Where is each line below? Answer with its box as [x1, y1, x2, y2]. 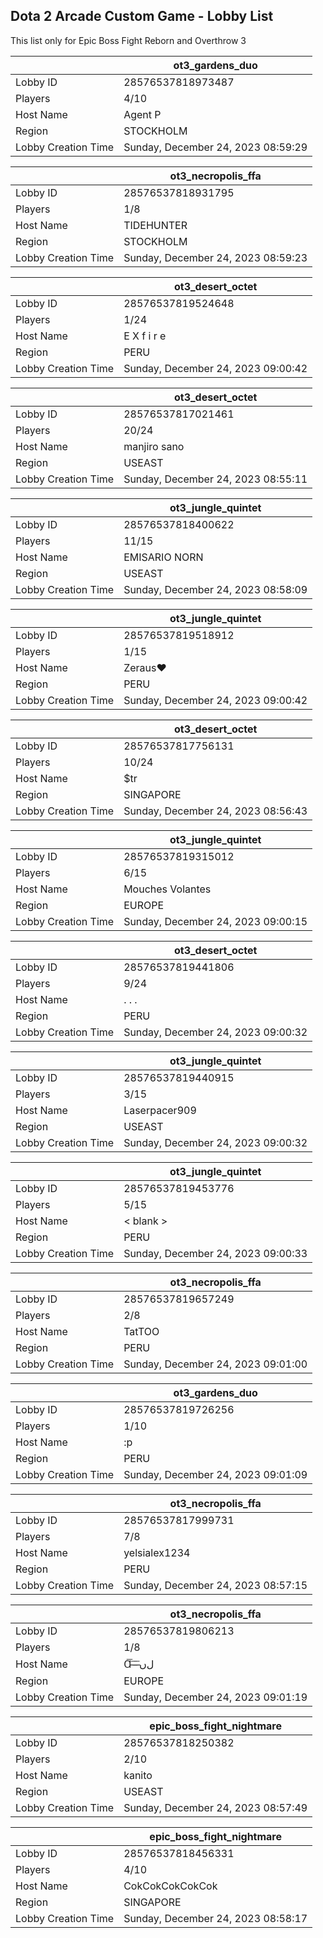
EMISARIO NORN [123, 550, 204, 564]
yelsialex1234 [123, 1545, 191, 1559]
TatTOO [123, 1324, 160, 1338]
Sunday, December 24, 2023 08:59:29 [123, 140, 308, 154]
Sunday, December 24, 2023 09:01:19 [123, 1690, 308, 1704]
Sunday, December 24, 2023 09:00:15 [123, 914, 308, 928]
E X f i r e [123, 329, 167, 343]
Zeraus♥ [123, 660, 167, 674]
